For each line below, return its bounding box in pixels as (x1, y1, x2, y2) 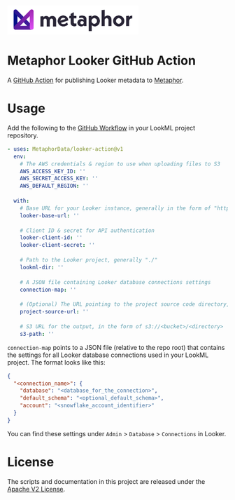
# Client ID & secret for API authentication (20, 227, 155, 234)
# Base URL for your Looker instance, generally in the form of (20, 205, 211, 212)
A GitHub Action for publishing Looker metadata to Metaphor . (7, 76, 184, 84)
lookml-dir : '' (20, 264, 64, 271)
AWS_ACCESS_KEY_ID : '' (20, 168, 86, 175)
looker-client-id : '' (20, 234, 83, 241)
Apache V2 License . (7, 485, 66, 493)
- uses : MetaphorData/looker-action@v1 (7, 145, 124, 152)
